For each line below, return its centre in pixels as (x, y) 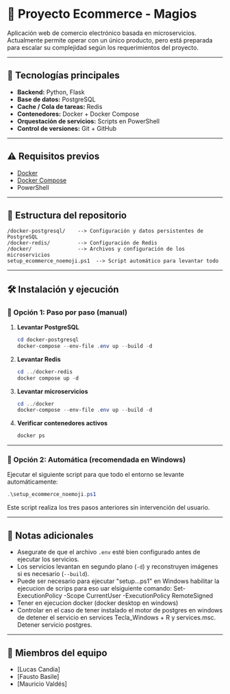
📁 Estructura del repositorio (67, 215)
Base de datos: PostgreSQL (56, 99)
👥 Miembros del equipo (57, 653)
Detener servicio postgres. (54, 625)
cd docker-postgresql (48, 340)
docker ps (31, 436)
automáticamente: (33, 482)
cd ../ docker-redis (45, 372)
